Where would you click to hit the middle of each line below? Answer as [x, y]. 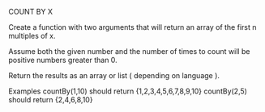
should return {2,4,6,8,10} [51, 100]
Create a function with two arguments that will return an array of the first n [132, 27]
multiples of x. [32, 36]
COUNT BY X [31, 12]
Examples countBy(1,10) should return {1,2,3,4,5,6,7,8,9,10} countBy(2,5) [128, 91]
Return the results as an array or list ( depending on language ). [114, 75]
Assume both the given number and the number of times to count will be [129, 51]
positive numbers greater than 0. [63, 60]
